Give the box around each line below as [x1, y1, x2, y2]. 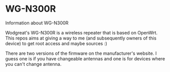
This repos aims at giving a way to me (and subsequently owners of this [5, 35, 157, 41]
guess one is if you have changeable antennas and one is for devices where [5, 55, 165, 61]
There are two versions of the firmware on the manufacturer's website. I [5, 50, 157, 56]
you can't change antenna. [5, 61, 62, 67]
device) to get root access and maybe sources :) [5, 40, 107, 46]
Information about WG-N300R [5, 20, 69, 26]
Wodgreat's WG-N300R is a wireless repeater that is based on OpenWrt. [5, 29, 158, 35]
